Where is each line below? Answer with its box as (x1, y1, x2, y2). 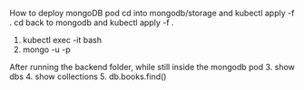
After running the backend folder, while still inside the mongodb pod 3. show (9, 62, 295, 72)
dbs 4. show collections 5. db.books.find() (9, 71, 167, 82)
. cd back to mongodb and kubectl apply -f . (9, 17, 174, 28)
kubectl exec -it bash (22, 35, 103, 45)
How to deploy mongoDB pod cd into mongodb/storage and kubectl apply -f (9, 8, 295, 18)
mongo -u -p (22, 44, 71, 55)
